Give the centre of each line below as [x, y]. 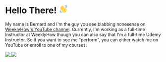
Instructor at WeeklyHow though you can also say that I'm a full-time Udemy [83, 34]
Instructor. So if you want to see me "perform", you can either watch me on [82, 40]
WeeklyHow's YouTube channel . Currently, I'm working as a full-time [75, 29]
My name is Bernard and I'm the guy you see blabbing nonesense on [75, 24]
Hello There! [31, 10]
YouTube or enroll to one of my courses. [46, 45]
